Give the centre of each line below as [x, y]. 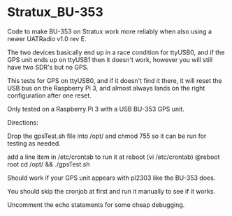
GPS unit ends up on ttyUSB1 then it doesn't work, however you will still [110, 59]
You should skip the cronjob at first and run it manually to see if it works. [111, 191]
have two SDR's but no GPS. [48, 67]
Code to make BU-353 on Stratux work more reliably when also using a [109, 31]
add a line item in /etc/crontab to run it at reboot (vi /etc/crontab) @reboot [114, 157]
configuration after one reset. [50, 95]
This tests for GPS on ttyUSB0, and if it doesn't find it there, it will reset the [115, 80]
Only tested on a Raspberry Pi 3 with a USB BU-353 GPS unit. [96, 109]
